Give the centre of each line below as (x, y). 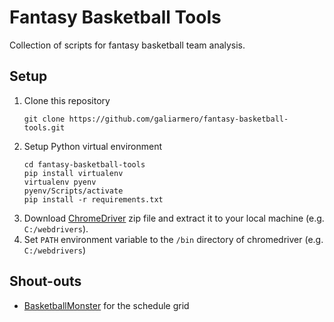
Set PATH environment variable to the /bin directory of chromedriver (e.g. (173, 239)
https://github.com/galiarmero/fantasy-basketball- (178, 119)
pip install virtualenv (73, 173)
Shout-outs (45, 281)
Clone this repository (67, 100)
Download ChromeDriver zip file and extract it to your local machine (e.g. (174, 218)
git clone (44, 119)
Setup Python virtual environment (93, 146)
